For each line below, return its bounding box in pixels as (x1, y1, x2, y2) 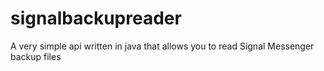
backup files (10, 50, 62, 62)
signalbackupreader (10, 7, 182, 30)
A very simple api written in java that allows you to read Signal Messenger (10, 40, 315, 52)
